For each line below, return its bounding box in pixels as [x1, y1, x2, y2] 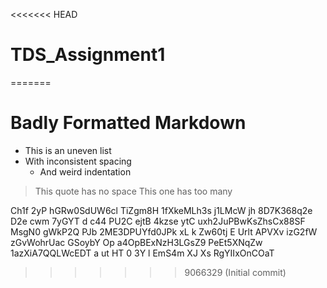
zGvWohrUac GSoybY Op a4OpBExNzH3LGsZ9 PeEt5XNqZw [10, 236, 263, 248]
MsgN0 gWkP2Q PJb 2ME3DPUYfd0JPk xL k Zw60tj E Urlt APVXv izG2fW [10, 225, 318, 238]
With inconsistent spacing [24, 155, 132, 167]
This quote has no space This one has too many [34, 185, 233, 197]
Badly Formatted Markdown [10, 112, 247, 134]
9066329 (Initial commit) [184, 266, 287, 278]
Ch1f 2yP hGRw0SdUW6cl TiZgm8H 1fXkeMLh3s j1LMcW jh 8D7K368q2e [10, 204, 313, 216]
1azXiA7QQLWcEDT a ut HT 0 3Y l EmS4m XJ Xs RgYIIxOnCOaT [10, 247, 275, 259]
